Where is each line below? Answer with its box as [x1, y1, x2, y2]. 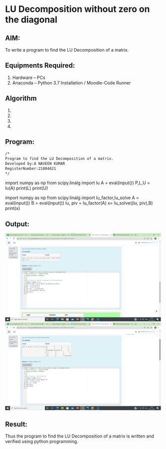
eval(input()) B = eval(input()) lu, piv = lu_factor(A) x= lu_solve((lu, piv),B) [5, 200, 153, 206]
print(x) [5, 205, 21, 212]
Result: [5, 420, 28, 428]
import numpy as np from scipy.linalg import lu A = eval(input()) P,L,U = [5, 180, 150, 186]
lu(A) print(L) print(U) [5, 185, 48, 191]
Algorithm [5, 94, 37, 103]
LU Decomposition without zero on [5, 3, 150, 15]
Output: [5, 220, 30, 228]
